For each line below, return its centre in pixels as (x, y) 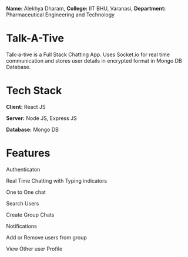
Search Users (23, 203)
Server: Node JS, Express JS (42, 118)
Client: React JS (26, 107)
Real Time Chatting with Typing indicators (57, 180)
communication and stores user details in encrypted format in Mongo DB (94, 60)
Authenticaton (23, 169)
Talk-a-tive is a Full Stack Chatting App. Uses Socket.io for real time (88, 54)
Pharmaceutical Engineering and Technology (61, 15)
